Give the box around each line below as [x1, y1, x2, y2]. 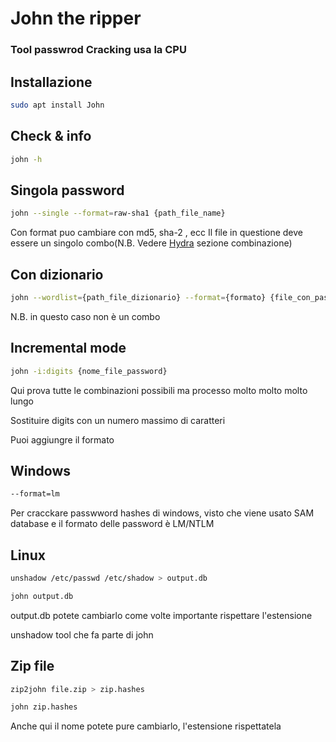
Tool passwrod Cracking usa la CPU [10, 43, 187, 57]
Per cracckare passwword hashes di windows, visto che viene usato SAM [10, 507, 315, 519]
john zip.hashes [10, 702, 78, 712]
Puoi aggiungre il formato [10, 433, 115, 446]
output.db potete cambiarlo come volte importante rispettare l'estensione [10, 609, 313, 621]
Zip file [10, 658, 55, 675]
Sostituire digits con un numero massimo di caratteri [10, 414, 226, 426]
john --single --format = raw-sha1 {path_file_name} [10, 208, 226, 219]
